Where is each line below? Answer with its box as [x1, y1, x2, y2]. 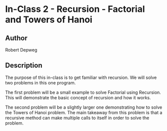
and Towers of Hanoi [5, 14, 93, 25]
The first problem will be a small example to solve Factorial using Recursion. [5, 89, 161, 95]
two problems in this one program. [5, 79, 76, 85]
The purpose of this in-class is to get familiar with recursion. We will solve [5, 74, 157, 80]
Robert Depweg [5, 47, 37, 53]
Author [5, 34, 27, 42]
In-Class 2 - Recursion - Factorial [5, 3, 146, 15]
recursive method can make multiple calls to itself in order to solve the [5, 115, 150, 121]
